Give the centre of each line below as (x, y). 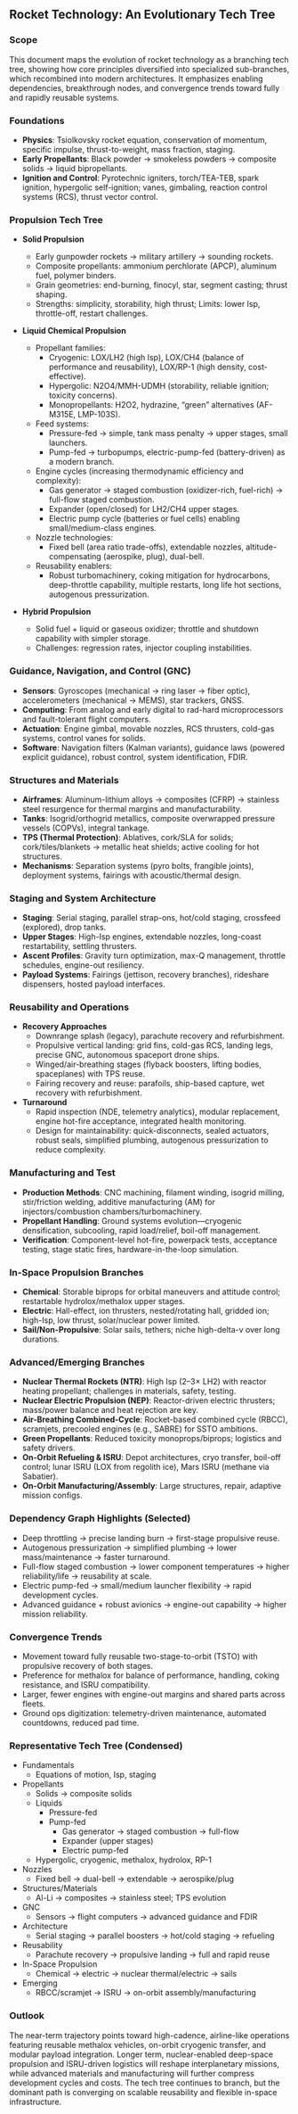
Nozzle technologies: (74, 538)
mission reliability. (55, 1614)
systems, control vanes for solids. (84, 738)
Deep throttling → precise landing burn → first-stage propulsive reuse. (151, 1538)
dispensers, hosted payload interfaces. (94, 984)
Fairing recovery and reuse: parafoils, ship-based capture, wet (150, 1084)
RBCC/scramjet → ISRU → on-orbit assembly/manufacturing (145, 1993)
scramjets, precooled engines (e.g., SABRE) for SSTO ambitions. (140, 1429)
